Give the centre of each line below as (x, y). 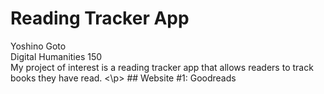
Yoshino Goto (38, 46)
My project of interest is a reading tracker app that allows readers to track (162, 67)
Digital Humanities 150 (56, 56)
